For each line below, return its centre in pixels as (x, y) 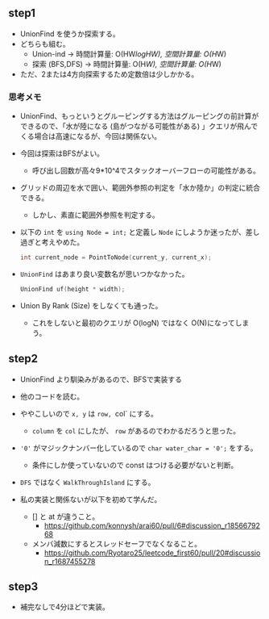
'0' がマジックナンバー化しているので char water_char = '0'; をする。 (139, 448)
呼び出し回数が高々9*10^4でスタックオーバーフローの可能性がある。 (146, 171)
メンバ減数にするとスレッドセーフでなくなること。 (116, 543)
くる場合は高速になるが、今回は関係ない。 (91, 136)
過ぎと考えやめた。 (52, 242)
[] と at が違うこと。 (66, 517)
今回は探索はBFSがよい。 (62, 153)
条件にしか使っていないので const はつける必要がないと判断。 (135, 465)
